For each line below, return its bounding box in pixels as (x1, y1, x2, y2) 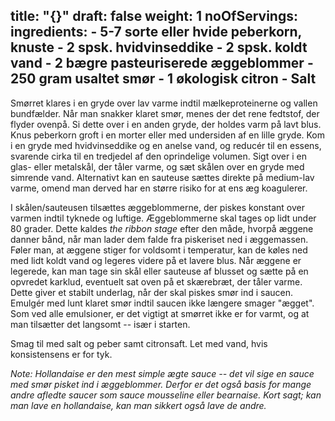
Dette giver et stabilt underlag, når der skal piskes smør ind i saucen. (10, 286, 294, 298)
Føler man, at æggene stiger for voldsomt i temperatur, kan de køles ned (10, 244, 308, 256)
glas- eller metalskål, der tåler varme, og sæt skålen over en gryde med (10, 160, 305, 173)
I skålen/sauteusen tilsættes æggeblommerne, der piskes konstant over (10, 201, 305, 213)
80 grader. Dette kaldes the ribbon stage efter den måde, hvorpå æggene (10, 222, 314, 234)
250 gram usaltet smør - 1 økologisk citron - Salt (10, 70, 317, 88)
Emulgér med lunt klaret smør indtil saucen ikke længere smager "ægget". (10, 297, 315, 309)
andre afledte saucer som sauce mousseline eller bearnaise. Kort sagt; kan (10, 389, 322, 401)
